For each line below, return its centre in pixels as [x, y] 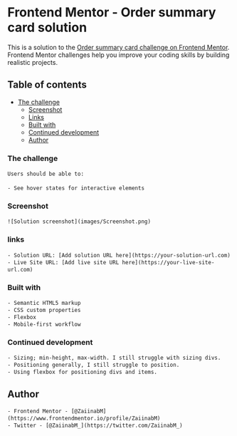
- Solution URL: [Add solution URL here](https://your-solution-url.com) [119, 255]
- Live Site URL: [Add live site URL [63, 262]
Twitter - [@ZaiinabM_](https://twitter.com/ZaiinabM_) [98, 426]
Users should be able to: [46, 174]
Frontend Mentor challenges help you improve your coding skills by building [118, 55]
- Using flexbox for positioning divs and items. [83, 372]
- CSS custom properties [44, 310]
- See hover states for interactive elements [76, 188]
